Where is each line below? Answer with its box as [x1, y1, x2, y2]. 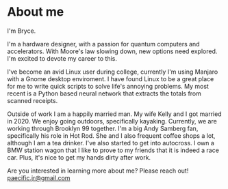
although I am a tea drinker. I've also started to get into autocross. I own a [7, 139, 214, 147]
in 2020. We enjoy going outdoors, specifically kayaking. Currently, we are [7, 117, 217, 125]
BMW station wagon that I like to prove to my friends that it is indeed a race [7, 146, 219, 154]
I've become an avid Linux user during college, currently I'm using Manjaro [7, 68, 218, 76]
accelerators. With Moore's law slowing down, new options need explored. [7, 47, 218, 55]
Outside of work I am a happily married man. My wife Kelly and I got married [7, 110, 222, 118]
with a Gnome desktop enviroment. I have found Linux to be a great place [7, 74, 214, 83]
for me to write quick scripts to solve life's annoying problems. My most [7, 82, 209, 90]
